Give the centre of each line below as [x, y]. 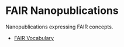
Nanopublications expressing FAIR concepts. [59, 27]
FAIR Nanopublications [62, 11]
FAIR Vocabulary [34, 38]
